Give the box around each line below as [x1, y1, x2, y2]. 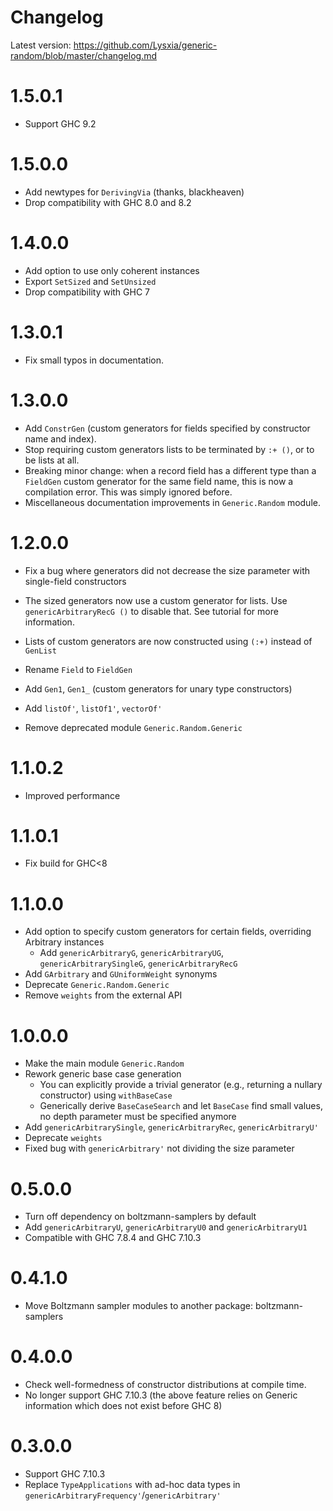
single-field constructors [24, 575, 127, 587]
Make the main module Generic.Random [24, 1057, 185, 1070]
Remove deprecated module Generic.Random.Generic [24, 721, 243, 733]
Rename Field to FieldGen [24, 663, 133, 675]
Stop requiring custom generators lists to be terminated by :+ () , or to [24, 443, 315, 455]
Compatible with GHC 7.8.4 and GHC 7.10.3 [24, 1232, 202, 1244]
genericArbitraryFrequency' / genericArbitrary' [24, 1489, 222, 1501]
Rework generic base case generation [24, 1068, 182, 1080]
